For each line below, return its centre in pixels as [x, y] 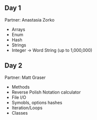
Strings [19, 45]
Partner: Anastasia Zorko [29, 20]
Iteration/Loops [27, 108]
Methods [20, 87]
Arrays [18, 29]
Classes [19, 113]
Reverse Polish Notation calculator [46, 92]
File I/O [19, 97]
